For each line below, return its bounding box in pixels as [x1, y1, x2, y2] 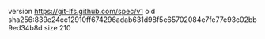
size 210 [44, 23, 71, 32]
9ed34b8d [8, 23, 43, 32]
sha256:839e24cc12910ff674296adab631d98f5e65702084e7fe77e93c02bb [8, 15, 257, 24]
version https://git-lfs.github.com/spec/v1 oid [8, 7, 156, 16]
